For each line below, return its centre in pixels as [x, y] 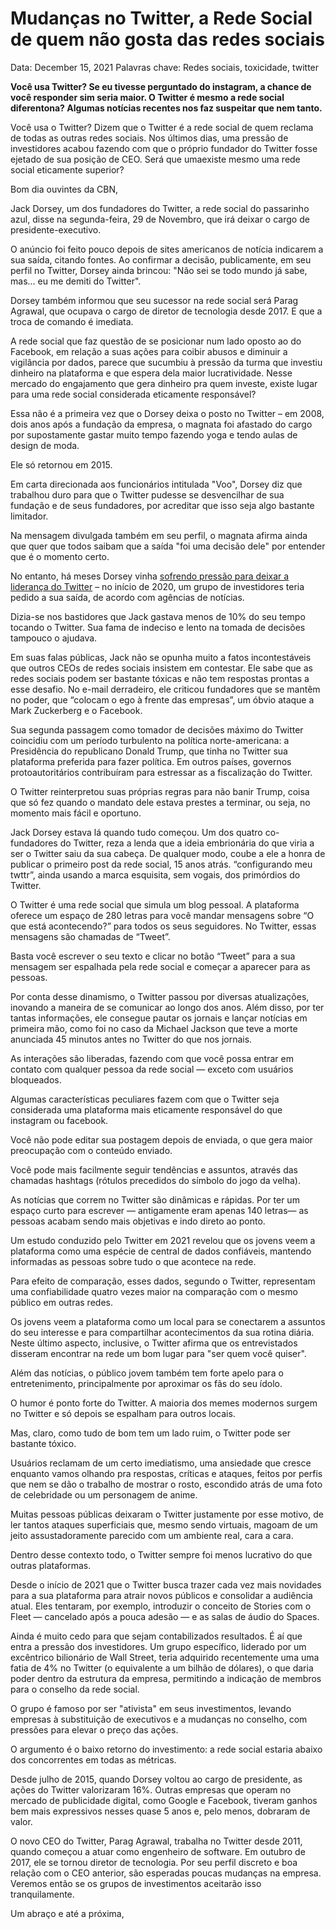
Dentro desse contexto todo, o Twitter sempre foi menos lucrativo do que [161, 1554]
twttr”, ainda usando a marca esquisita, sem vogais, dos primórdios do [155, 874]
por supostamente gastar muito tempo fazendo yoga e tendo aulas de [154, 434]
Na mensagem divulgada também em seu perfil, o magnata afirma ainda [159, 535]
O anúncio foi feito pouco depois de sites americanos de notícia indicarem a [167, 249]
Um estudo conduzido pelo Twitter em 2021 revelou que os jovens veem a [163, 1240]
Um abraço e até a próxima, [67, 1913]
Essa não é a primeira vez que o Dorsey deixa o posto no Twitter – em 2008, [167, 413]
